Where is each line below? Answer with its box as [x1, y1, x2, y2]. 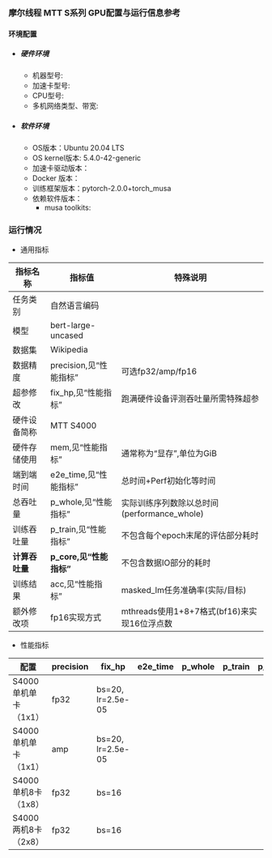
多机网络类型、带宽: [32, 101, 99, 111]
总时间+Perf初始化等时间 [121, 475, 216, 486]
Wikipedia [49, 344, 88, 355]
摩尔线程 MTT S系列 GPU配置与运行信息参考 [8, 6, 181, 18]
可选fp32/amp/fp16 [121, 365, 198, 377]
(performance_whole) [121, 508, 204, 519]
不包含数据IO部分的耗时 [121, 557, 211, 568]
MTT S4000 [49, 420, 97, 431]
